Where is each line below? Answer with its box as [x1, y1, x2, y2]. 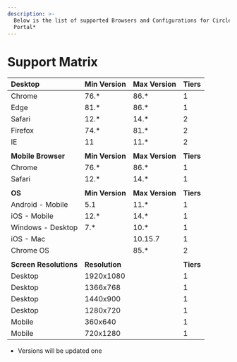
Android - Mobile [11, 200, 68, 210]
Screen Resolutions [11, 260, 78, 270]
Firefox [11, 126, 34, 135]
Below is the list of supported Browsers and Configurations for [13, 17, 210, 24]
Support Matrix [7, 54, 99, 70]
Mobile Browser [11, 151, 66, 161]
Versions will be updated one [17, 346, 102, 355]
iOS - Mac [11, 234, 46, 244]
